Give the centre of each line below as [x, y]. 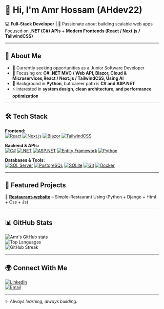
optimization [25, 96]
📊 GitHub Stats [29, 223]
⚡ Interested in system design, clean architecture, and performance [82, 89]
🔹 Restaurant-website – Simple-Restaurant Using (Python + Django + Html [81, 197]
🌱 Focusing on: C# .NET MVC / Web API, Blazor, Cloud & [69, 73]
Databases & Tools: [25, 160]
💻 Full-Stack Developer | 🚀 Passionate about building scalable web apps [79, 23]
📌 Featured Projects [36, 185]
